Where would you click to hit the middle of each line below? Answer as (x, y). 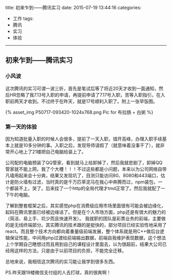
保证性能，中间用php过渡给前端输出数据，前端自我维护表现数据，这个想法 (88, 237)
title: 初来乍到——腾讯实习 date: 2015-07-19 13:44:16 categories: (73, 7)
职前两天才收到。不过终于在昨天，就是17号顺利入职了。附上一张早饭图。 (81, 101)
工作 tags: (23, 18)
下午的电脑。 (19, 195)
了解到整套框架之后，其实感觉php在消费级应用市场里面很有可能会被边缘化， (86, 206)
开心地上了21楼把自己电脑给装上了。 (48, 152)
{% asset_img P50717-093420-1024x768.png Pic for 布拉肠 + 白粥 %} (79, 112)
